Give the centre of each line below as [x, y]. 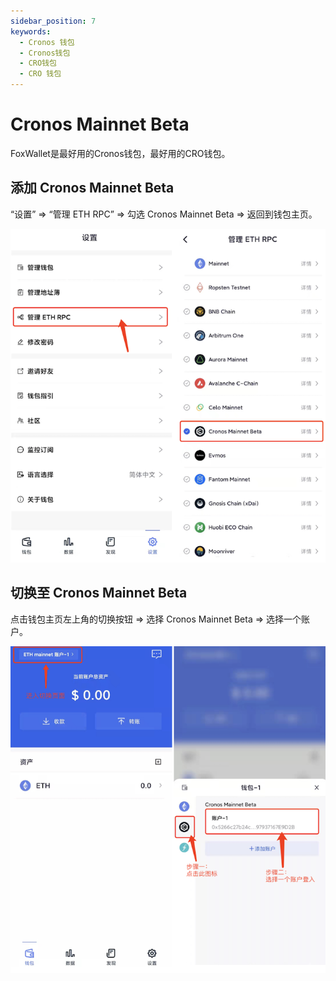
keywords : [31, 31]
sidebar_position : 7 [53, 21]
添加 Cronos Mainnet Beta [92, 188]
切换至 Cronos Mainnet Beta [99, 593]
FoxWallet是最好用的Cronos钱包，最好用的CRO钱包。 [120, 153]
